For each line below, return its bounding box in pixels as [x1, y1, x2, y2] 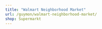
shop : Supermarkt [5, 16, 41, 21]
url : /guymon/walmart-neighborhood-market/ [5, 12, 97, 17]
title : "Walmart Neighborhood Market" [5, 7, 86, 12]
